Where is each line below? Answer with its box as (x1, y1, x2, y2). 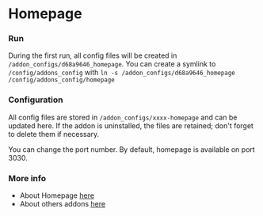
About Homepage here (19, 191, 95, 200)
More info (8, 172, 46, 184)
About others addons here (19, 199, 105, 209)
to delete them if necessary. (8, 129, 100, 138)
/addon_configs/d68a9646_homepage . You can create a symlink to (8, 59, 216, 69)
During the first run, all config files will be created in (8, 51, 177, 60)
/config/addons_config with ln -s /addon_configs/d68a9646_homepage (8, 68, 235, 78)
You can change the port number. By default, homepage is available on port (8, 144, 255, 154)
